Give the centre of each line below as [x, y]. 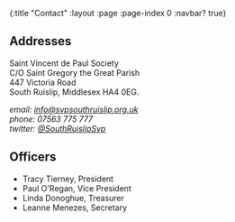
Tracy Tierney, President [68, 179]
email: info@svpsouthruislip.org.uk [74, 109]
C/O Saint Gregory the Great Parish [75, 72]
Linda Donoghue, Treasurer [73, 198]
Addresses [41, 41]
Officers [33, 157]
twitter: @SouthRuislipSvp [58, 128]
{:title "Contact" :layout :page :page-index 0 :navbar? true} [118, 13]
